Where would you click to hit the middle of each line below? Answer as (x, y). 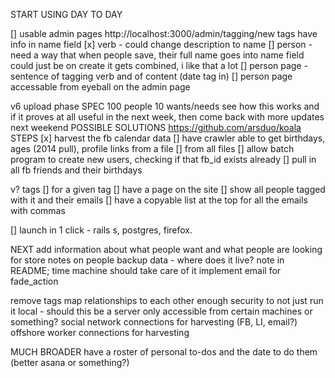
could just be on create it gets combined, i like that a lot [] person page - (159, 65)
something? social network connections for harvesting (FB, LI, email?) (154, 322)
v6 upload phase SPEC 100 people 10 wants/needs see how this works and (165, 106)
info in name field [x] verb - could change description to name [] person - (161, 44)
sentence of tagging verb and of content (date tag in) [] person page (151, 76)
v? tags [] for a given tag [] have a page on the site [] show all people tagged (168, 189)
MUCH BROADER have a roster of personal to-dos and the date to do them (164, 352)
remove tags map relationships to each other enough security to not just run (167, 300)
